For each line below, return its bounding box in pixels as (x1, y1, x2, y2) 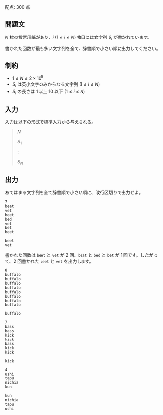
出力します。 (68, 258, 94, 264)
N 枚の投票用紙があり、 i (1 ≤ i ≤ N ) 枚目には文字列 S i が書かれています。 (5, 34, 152, 41)
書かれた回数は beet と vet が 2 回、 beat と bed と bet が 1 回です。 (5, 252, 141, 258)
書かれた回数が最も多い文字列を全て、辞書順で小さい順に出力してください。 (5, 45, 161, 51)
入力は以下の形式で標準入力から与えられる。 (5, 119, 96, 125)
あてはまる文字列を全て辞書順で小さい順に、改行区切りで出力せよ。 (5, 189, 144, 195)
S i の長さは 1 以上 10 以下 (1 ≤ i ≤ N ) (12, 88, 85, 95)
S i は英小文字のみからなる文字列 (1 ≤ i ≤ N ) (12, 81, 100, 88)
